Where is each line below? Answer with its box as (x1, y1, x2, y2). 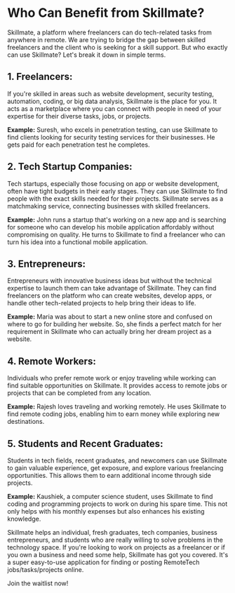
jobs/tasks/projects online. (7, 566, 84, 573)
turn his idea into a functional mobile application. (7, 237, 148, 246)
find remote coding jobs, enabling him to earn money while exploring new (7, 410, 220, 418)
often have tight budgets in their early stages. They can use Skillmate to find (7, 187, 228, 195)
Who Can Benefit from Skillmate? (7, 5, 205, 21)
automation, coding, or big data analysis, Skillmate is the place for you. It (7, 97, 217, 105)
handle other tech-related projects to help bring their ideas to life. (7, 299, 196, 307)
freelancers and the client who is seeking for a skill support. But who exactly (7, 43, 228, 51)
